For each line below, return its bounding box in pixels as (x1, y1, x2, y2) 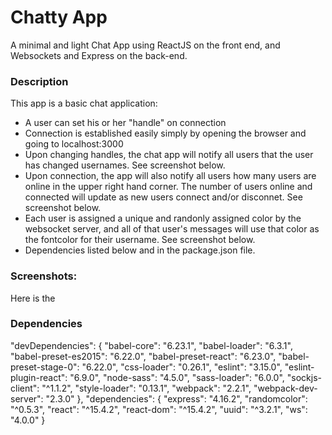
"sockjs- (286, 371, 322, 383)
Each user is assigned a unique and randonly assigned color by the (24, 212, 302, 225)
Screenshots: (10, 269, 78, 283)
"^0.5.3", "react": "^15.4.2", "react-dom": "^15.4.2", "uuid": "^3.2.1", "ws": (10, 403, 308, 415)
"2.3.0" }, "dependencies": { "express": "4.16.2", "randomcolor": (45, 392, 308, 405)
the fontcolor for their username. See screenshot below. (24, 234, 256, 246)
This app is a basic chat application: (10, 97, 158, 110)
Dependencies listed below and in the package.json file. (24, 244, 256, 256)
